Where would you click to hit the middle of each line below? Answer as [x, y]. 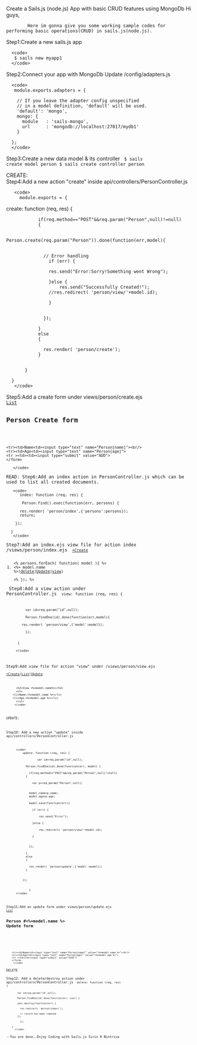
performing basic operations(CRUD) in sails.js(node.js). [79, 31]
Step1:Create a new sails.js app [44, 42]
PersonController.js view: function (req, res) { [64, 594]
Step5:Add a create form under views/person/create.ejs [74, 397]
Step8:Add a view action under [47, 589]
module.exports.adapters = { [50, 90]
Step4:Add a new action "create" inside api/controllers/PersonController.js [97, 181]
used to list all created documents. [53, 482]
